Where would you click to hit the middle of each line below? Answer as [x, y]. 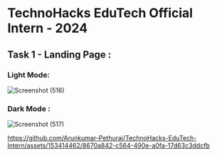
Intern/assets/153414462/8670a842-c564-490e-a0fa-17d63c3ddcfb [108, 146]
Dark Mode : [29, 108]
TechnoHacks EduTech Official [100, 13]
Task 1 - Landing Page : [59, 54]
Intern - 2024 [48, 28]
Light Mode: [28, 75]
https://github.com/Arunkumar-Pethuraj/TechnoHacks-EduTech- [102, 138]
